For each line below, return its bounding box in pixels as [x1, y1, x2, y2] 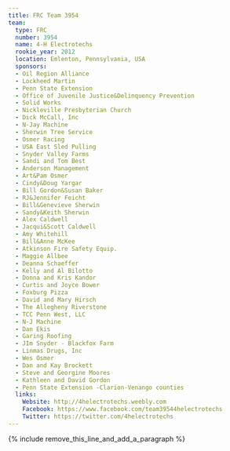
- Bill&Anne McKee [15, 238, 76, 246]
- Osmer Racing [15, 135, 65, 144]
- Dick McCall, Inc [15, 114, 79, 122]
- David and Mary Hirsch [15, 296, 97, 304]
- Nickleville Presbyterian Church [15, 107, 132, 115]
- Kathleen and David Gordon [15, 376, 111, 384]
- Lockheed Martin [15, 77, 76, 85]
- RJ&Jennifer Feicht [15, 194, 86, 202]
